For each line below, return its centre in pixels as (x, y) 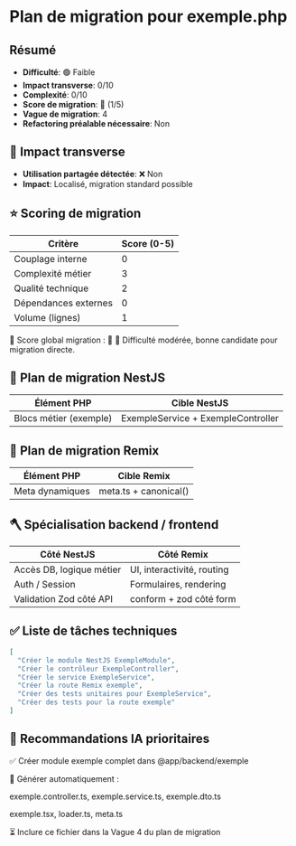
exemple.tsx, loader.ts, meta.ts (66, 813)
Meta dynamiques (52, 492)
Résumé (33, 50)
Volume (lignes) (47, 317)
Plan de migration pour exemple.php (148, 17)
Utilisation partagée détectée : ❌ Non (92, 174)
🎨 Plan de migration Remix (84, 451)
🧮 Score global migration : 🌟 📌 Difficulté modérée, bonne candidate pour (143, 340)
